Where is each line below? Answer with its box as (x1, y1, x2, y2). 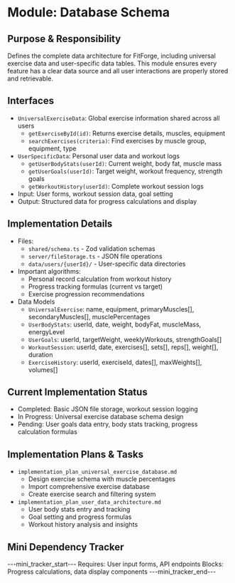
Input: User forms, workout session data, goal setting (17, 190, 173, 198)
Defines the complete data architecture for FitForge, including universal (7, 51, 217, 60)
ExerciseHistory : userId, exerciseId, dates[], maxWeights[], (28, 358, 202, 366)
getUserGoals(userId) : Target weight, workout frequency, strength (28, 167, 223, 175)
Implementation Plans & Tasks (7, 448, 144, 460)
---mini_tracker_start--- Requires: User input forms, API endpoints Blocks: (7, 560, 224, 569)
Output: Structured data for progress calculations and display (17, 197, 197, 205)
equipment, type (28, 144, 77, 153)
